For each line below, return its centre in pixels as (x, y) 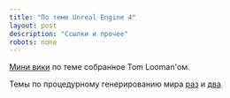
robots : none (33, 42)
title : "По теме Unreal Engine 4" (73, 17)
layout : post (33, 26)
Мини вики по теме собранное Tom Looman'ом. (100, 67)
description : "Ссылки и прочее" (69, 34)
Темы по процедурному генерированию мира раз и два (115, 84)
